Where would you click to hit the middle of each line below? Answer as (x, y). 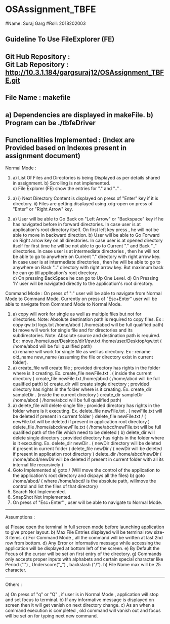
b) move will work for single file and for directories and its (73, 330)
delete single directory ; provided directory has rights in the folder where (88, 438)
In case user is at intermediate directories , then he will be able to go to (87, 262)
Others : (14, 584)
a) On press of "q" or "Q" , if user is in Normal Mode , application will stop (82, 595)
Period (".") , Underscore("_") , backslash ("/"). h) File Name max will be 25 (83, 565)
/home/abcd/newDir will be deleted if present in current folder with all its (88, 459)
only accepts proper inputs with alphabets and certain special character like (84, 559)
